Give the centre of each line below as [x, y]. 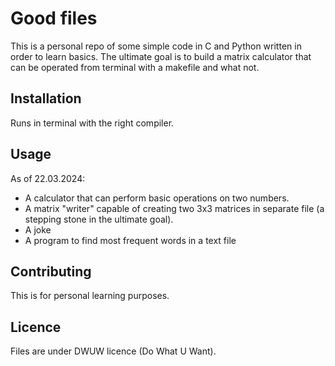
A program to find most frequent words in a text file [130, 240]
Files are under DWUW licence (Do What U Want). [113, 351]
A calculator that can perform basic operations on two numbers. [157, 198]
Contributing [51, 271]
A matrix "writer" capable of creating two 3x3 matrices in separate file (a [174, 208]
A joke [38, 229]
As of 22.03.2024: [48, 178]
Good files [54, 18]
